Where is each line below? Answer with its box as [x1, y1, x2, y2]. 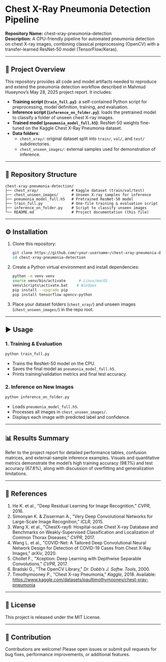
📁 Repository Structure [5, 170, 77, 179]
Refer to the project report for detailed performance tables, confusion [5, 450, 147, 456]
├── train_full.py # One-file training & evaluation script [5, 201, 158, 206]
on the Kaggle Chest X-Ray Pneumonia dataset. [25, 125, 123, 131]
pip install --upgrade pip [12, 287, 68, 292]
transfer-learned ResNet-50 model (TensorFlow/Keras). [5, 46, 118, 52]
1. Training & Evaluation [5, 340, 62, 347]
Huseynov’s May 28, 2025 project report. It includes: [5, 89, 112, 95]
